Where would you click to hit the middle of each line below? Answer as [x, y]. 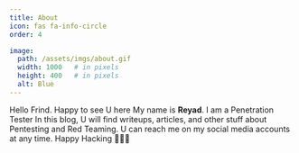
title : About [34, 18]
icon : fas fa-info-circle [58, 26]
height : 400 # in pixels [68, 76]
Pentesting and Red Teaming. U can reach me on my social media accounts [150, 129]
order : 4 [26, 34]
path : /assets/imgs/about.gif [74, 59]
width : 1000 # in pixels [68, 67]
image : [22, 50]
